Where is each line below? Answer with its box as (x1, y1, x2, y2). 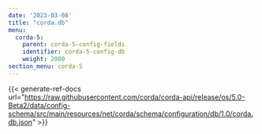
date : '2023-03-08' (8, 11, 73, 20)
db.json (8, 117, 33, 126)
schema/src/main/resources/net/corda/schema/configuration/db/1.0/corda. (8, 109, 254, 118)
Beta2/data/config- (8, 100, 71, 110)
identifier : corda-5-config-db (22, 48, 125, 56)
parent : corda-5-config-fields (22, 41, 125, 49)
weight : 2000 (22, 56, 65, 63)
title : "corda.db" (8, 19, 69, 27)
